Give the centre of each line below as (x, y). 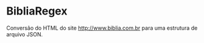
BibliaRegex (37, 11)
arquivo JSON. (25, 34)
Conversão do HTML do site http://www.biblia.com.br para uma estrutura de (102, 28)
